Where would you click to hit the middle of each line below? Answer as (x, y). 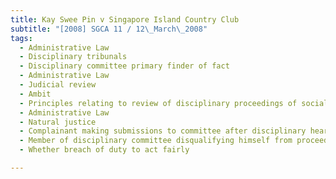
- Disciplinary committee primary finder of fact (124, 66)
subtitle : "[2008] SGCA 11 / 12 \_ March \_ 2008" (109, 29)
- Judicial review (58, 85)
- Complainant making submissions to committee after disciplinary (163, 131)
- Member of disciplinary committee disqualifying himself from (156, 141)
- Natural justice (58, 122)
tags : (21, 38)
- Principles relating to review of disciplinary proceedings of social (174, 103)
